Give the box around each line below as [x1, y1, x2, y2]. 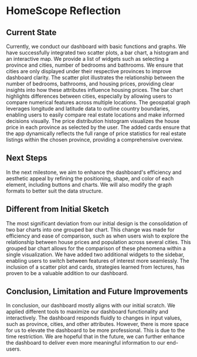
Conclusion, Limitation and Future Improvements [6, 287, 189, 297]
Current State [6, 28, 57, 37]
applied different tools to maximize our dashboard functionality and [6, 308, 169, 315]
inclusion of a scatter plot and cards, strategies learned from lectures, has [6, 263, 185, 270]
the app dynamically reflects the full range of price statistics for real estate [6, 130, 186, 137]
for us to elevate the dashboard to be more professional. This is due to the [6, 327, 185, 334]
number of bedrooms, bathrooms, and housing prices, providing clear [6, 80, 175, 87]
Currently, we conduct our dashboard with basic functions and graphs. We [6, 43, 186, 50]
